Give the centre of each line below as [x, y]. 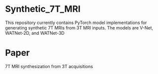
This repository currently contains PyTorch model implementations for [76, 23]
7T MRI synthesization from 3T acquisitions [49, 66]
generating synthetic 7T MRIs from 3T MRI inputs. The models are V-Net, [79, 27]
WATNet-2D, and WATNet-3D [35, 33]
